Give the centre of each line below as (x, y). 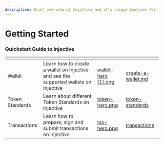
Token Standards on (66, 102)
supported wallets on (67, 82)
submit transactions (66, 128)
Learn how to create (66, 64)
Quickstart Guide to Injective (40, 49)
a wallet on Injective (66, 70)
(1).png (106, 82)
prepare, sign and (63, 123)
